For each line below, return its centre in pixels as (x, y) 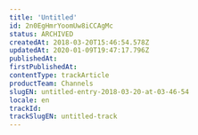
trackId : (25, 108)
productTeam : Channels (51, 83)
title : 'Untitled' (43, 17)
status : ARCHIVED (41, 34)
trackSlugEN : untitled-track (63, 116)
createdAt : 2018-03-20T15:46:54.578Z (79, 42)
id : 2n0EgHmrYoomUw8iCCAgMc (62, 26)
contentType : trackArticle (59, 75)
